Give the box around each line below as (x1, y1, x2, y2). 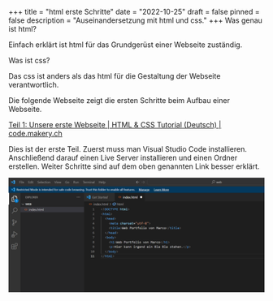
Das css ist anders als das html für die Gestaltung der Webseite (8, 71, 221, 80)
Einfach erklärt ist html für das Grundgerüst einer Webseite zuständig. (8, 40, 243, 49)
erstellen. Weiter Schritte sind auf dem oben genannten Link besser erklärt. (8, 161, 260, 171)
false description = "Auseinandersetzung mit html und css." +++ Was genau (8, 15, 262, 25)
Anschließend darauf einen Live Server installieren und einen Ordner (8, 153, 238, 162)
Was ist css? (8, 56, 50, 65)
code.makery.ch (8, 129, 63, 138)
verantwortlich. (8, 80, 59, 89)
